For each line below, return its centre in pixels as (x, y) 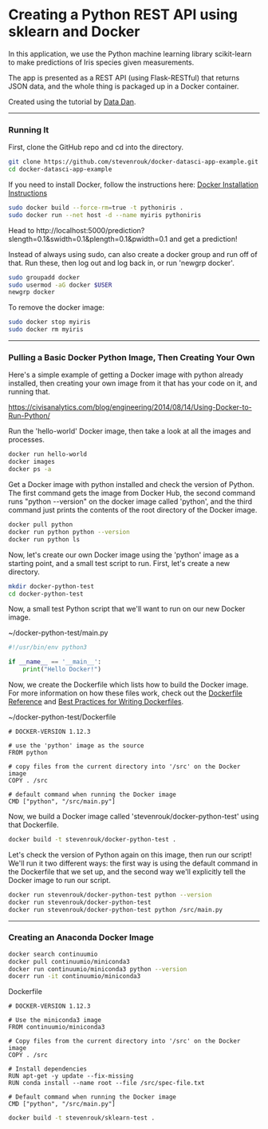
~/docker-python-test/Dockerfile (62, 717)
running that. (29, 392)
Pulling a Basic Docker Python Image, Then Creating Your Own (132, 358)
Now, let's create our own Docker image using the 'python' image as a (124, 555)
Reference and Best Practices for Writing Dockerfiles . (96, 702)
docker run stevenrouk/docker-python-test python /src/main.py (116, 909)
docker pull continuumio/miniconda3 (69, 961)
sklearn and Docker (74, 32)
